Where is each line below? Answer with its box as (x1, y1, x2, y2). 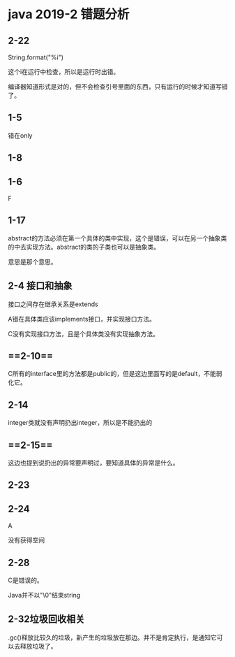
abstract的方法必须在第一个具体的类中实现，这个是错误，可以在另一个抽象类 (8, 233, 227, 242)
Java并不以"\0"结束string (8, 591, 81, 600)
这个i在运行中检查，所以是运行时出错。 (8, 68, 120, 75)
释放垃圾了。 (20, 642, 57, 650)
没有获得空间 (8, 536, 45, 544)
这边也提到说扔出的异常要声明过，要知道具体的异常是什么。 (8, 459, 179, 467)
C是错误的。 (8, 576, 44, 584)
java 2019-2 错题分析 (8, 6, 130, 22)
